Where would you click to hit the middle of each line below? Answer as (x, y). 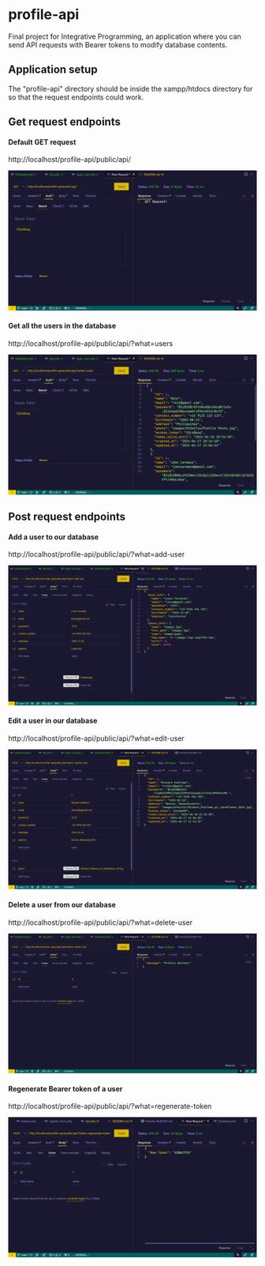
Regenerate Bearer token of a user (65, 1088)
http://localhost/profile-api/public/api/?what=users (91, 344)
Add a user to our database (54, 537)
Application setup (53, 70)
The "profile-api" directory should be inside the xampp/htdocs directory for (131, 88)
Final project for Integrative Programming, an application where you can (125, 36)
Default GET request (42, 142)
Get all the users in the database (62, 326)
